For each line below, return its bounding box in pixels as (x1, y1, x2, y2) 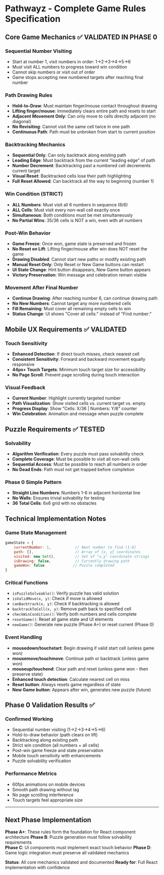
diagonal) (12, 119, 32, 125)
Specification (5, 13, 61, 25)
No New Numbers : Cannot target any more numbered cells (12, 300, 131, 306)
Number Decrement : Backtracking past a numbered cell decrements (12, 163, 151, 169)
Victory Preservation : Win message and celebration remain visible (12, 272, 147, 278)
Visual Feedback (5, 384, 45, 391)
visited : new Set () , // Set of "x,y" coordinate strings (14, 554, 150, 559)
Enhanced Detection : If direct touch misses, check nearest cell (12, 351, 140, 357)
